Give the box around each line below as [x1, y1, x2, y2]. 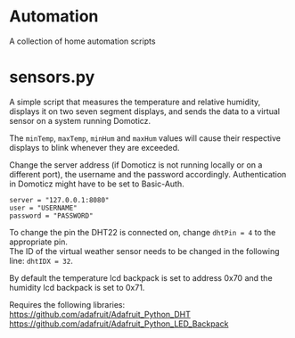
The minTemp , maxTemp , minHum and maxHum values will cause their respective [9, 132, 281, 144]
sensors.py [9, 67, 95, 87]
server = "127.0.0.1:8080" [9, 195, 110, 204]
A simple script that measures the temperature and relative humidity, [9, 96, 261, 107]
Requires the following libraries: [9, 299, 126, 309]
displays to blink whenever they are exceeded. [9, 142, 180, 153]
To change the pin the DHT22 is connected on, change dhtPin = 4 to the [9, 227, 276, 237]
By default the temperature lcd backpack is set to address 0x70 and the [9, 272, 274, 283]
